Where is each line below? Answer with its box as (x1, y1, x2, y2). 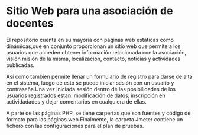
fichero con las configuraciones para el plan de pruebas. (6, 122, 144, 129)
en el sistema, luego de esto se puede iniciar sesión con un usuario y (6, 79, 174, 86)
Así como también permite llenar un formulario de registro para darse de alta (6, 73, 193, 80)
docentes (6, 17, 54, 30)
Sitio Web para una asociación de (6, 4, 173, 18)
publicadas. (6, 61, 35, 69)
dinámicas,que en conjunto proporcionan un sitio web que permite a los (6, 43, 181, 50)
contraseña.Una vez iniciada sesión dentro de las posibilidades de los (6, 85, 176, 92)
